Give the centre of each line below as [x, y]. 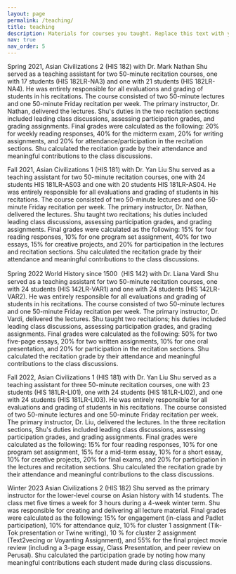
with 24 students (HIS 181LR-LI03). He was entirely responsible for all [107, 400]
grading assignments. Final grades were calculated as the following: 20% [113, 126]
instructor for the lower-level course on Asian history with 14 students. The [115, 495]
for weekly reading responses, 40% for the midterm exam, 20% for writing [115, 133]
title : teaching [31, 27]
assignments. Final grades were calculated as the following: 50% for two [112, 334]
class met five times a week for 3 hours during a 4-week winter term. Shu [114, 503]
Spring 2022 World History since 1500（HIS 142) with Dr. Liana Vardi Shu [113, 274]
